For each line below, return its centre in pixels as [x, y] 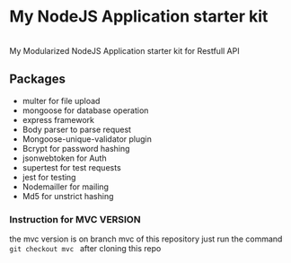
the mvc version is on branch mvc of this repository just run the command [146, 239]
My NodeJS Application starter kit [139, 17]
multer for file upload [61, 101]
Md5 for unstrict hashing [68, 196]
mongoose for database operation [85, 110]
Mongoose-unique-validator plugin [87, 139]
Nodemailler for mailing [66, 187]
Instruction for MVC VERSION [75, 219]
